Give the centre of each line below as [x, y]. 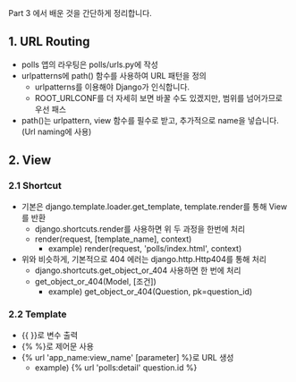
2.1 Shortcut [35, 186]
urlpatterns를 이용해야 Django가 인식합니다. [112, 87]
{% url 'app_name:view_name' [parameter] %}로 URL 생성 [127, 357]
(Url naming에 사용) [56, 132]
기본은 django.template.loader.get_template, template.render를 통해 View [154, 206]
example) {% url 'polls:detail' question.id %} [116, 367]
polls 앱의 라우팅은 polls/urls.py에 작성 [89, 64]
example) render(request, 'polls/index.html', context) [145, 248]
